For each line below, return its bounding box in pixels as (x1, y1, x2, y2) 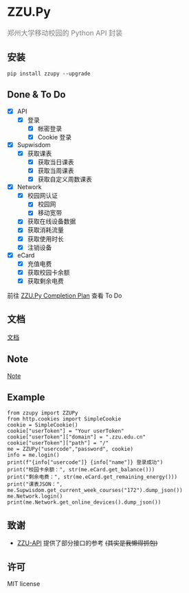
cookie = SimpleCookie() (7, 422, 78, 429)
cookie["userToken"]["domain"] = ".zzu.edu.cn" (7, 434, 146, 440)
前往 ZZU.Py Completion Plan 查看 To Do (7, 291, 122, 300)
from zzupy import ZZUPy (7, 410, 78, 416)
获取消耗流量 (27, 226, 64, 234)
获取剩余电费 (27, 276, 64, 285)
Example (7, 391, 45, 403)
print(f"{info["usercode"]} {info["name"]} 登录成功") (7, 459, 164, 466)
